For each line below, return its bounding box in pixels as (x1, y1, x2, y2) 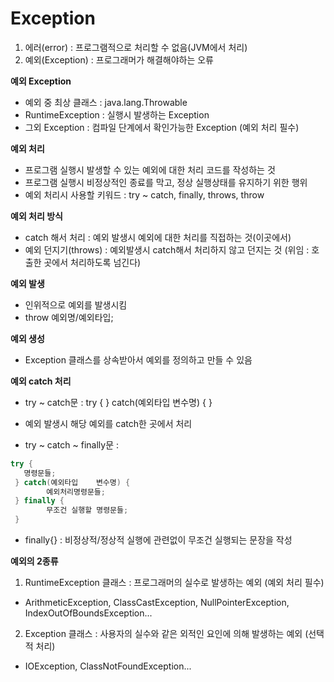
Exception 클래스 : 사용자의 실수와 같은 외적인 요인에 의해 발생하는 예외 (24, 628, 303, 640)
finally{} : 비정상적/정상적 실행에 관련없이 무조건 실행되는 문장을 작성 (24, 534, 293, 546)
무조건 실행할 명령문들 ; (46, 505, 129, 516)
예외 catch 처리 (10, 375, 72, 387)
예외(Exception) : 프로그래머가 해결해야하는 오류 (24, 53, 214, 66)
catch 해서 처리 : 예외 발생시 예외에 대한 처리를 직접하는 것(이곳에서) (24, 231, 292, 243)
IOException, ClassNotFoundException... (24, 660, 192, 672)
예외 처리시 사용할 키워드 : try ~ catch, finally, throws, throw (24, 188, 265, 201)
